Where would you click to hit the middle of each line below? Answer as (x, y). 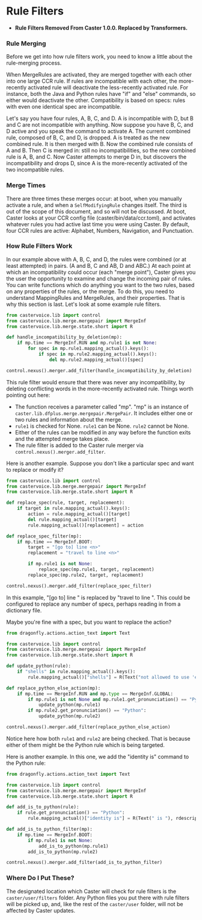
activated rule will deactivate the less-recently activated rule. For (108, 87)
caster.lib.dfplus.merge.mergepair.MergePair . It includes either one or (104, 413)
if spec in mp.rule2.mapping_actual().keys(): (98, 354)
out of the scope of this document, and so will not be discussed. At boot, (96, 211)
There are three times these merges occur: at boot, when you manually (94, 198)
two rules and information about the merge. (69, 419)
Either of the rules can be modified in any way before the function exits (103, 432)
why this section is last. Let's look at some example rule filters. (84, 304)
